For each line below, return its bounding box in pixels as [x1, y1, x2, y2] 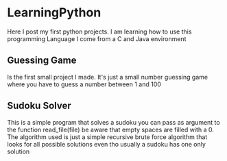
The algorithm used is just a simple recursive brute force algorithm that [7, 132, 208, 141]
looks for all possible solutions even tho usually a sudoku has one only [7, 140, 206, 148]
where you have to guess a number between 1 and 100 [7, 80, 161, 88]
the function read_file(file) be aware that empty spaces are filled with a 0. [7, 125, 214, 134]
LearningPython [7, 5, 101, 21]
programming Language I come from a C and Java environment [7, 34, 187, 42]
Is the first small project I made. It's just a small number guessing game [7, 73, 208, 81]
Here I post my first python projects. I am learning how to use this [7, 27, 192, 36]
